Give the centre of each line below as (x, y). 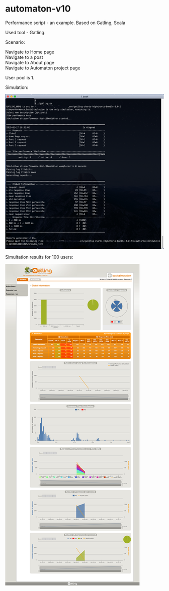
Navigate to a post (24, 57)
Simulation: (17, 87)
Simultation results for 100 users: (39, 257)
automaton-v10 (38, 9)
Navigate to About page (30, 62)
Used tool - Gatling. (25, 32)
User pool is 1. (20, 77)
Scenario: (15, 42)
